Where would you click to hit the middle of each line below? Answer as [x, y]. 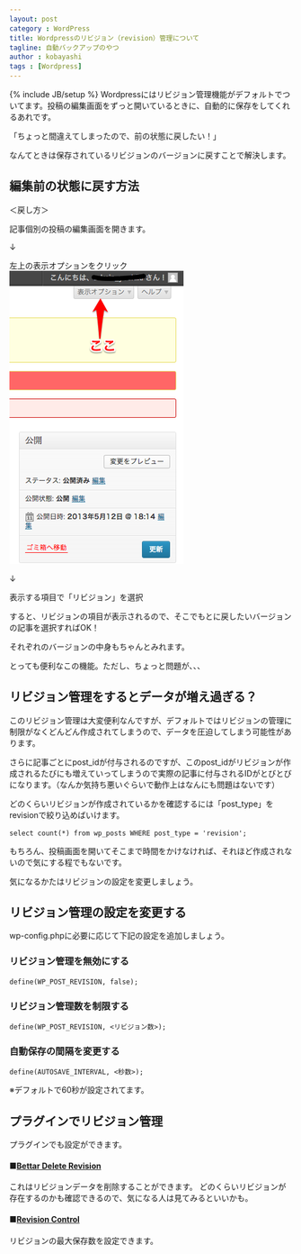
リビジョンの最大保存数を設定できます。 [84, 1240]
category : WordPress [50, 28]
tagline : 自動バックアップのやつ [64, 48]
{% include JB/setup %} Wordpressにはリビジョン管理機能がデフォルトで [146, 94]
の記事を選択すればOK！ [55, 627]
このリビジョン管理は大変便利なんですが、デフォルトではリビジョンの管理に [151, 720]
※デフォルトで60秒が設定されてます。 [79, 1090]
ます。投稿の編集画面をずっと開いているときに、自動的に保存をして [149, 105]
